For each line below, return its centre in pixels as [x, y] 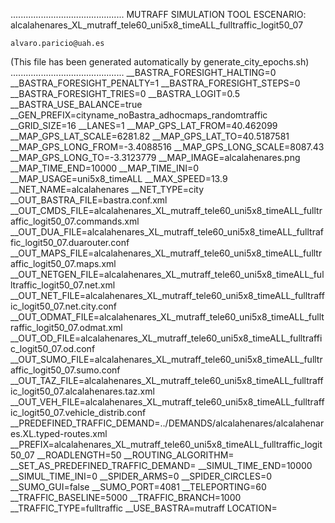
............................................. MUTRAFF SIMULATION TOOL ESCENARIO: [158, 14]
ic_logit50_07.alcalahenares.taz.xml [82, 391]
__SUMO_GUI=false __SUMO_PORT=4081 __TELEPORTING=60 [138, 487]
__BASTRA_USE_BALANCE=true [76, 104]
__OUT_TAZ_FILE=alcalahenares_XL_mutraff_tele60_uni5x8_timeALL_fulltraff [167, 380]
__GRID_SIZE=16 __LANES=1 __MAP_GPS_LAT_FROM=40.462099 [144, 125]
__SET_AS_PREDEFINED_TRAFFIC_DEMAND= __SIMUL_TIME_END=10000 [161, 465]
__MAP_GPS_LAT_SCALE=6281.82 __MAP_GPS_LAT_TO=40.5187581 [150, 136]
